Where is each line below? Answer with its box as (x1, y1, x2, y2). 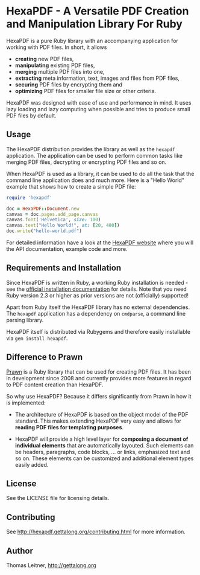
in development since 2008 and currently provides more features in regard (6, 374, 192, 382)
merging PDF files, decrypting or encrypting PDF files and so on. (6, 158, 167, 166)
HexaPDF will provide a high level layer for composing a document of (14, 435, 189, 443)
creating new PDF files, (14, 55, 74, 62)
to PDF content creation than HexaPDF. (6, 381, 104, 388)
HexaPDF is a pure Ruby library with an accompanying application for (6, 37, 179, 44)
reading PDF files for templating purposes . (14, 423, 124, 430)
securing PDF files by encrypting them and (14, 80, 122, 88)
